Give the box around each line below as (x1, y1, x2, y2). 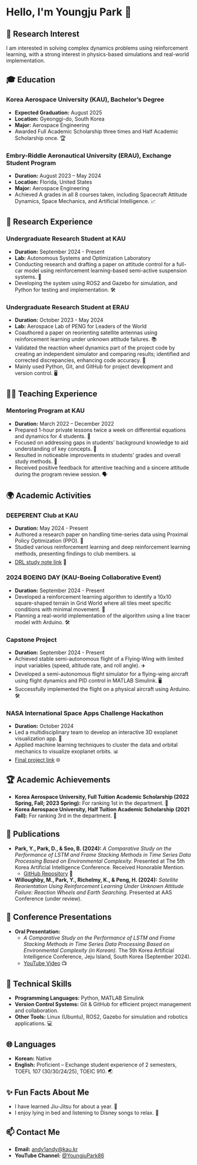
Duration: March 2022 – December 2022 (14, 420, 115, 427)
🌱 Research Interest (6, 29, 79, 39)
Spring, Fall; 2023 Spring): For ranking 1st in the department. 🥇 (14, 799, 169, 807)
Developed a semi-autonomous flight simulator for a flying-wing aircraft (14, 670, 189, 677)
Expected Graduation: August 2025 (14, 109, 102, 116)
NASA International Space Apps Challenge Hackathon (6, 709, 163, 717)
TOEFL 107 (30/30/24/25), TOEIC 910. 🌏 (14, 1068, 113, 1075)
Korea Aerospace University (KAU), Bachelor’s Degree (6, 96, 165, 104)
